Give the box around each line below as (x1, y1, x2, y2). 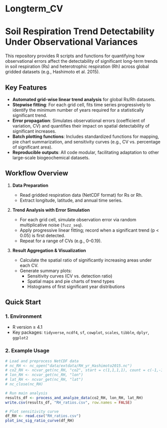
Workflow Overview (5, 169, 69, 177)
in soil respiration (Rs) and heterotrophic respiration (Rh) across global (5, 63, 149, 70)
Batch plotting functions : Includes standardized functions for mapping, (12, 133, 159, 140)
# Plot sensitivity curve (5, 409, 59, 414)
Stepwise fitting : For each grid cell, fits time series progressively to (12, 102, 151, 108)
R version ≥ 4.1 (12, 324, 43, 330)
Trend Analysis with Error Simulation (12, 207, 90, 213)
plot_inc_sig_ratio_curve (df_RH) (5, 418, 75, 424)
